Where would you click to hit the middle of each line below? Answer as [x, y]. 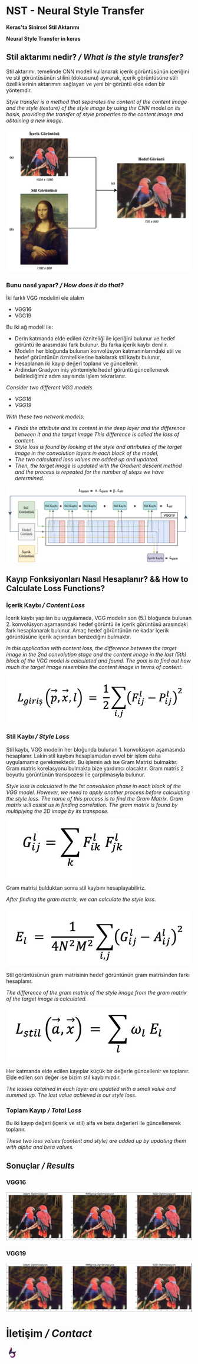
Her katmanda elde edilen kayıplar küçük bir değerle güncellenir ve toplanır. [98, 1071]
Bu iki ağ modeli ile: [30, 327]
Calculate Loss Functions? [55, 588]
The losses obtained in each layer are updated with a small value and [91, 1088]
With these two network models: [45, 417]
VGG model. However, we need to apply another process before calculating [98, 792]
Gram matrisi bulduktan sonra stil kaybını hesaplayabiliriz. [76, 888]
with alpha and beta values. [40, 1147]
